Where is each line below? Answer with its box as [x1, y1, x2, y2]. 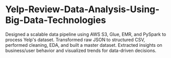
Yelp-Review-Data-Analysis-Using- [5, 4, 160, 15]
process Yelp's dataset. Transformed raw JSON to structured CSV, [5, 37, 145, 43]
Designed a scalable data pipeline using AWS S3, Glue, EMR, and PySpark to [5, 31, 166, 37]
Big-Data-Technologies [5, 14, 106, 26]
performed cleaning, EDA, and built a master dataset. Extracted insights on [5, 42, 162, 48]
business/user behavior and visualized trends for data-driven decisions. [5, 47, 157, 53]
